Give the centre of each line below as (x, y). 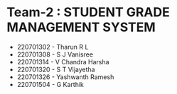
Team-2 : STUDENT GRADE (88, 12)
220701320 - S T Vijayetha (56, 69)
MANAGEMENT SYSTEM (81, 27)
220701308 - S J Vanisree (55, 54)
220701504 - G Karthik (50, 84)
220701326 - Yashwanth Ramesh (65, 77)
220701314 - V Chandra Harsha (63, 61)
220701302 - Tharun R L (53, 47)
